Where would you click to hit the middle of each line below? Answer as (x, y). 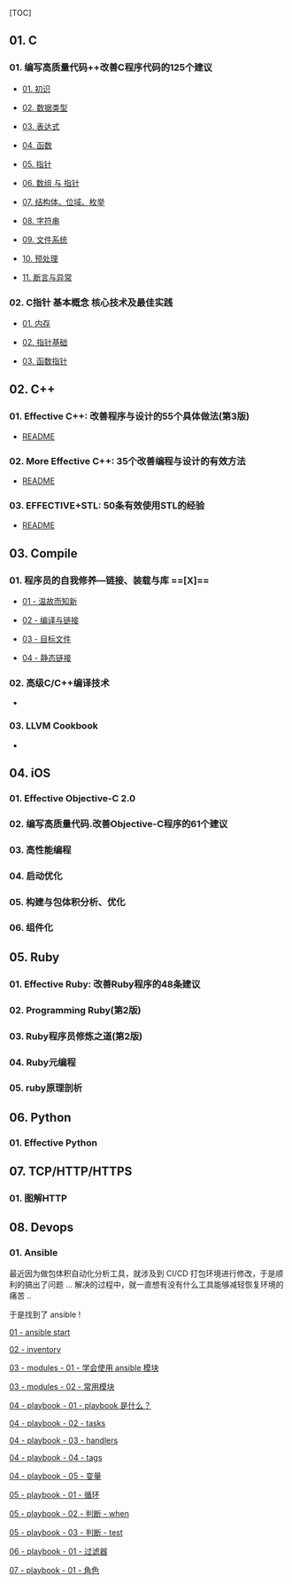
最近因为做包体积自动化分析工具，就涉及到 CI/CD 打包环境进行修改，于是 (142, 1273)
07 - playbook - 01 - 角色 (54, 1570)
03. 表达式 (41, 126)
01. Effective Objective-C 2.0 (73, 798)
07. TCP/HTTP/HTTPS (71, 1172)
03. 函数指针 (45, 361)
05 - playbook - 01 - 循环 (54, 1494)
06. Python (40, 1117)
